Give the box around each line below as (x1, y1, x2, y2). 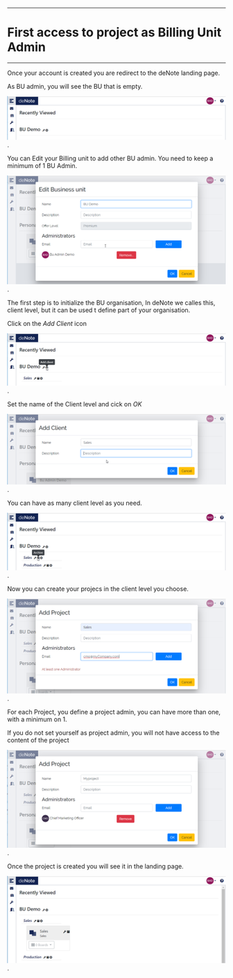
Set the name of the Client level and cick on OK (7, 400, 142, 408)
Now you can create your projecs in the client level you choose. (7, 585, 189, 593)
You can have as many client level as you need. (7, 499, 142, 507)
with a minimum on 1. (7, 715, 67, 723)
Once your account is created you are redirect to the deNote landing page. (7, 69, 221, 77)
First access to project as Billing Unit (7, 25, 222, 40)
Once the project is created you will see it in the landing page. (7, 861, 184, 870)
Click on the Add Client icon (7, 320, 87, 328)
